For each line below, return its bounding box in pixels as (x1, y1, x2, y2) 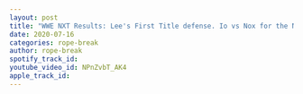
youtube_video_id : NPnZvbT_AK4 (9, 64, 127, 73)
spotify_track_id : (9, 55, 78, 64)
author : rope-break (9, 47, 83, 56)
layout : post (9, 13, 59, 22)
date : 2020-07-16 (9, 30, 75, 38)
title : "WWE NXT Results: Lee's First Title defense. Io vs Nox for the (9, 21, 289, 30)
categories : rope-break (9, 38, 99, 47)
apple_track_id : (9, 72, 70, 81)
